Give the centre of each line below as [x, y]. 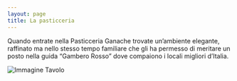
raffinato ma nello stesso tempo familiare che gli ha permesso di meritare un [119, 48]
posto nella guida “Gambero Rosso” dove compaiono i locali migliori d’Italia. [118, 56]
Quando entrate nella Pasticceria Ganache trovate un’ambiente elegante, [114, 40]
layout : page [27, 14]
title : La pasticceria [41, 21]
